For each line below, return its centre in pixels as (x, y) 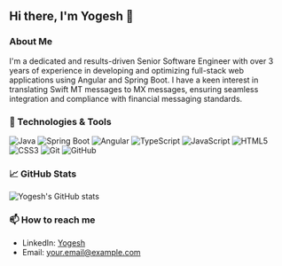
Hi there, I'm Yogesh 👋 (72, 16)
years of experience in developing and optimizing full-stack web (127, 70)
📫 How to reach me (52, 220)
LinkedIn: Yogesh (54, 243)
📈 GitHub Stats (43, 174)
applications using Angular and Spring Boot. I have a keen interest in (134, 80)
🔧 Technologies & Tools (61, 121)
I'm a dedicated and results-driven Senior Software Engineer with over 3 (141, 61)
